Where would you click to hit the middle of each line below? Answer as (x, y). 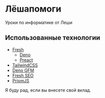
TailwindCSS (25, 65)
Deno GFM (23, 70)
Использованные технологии (53, 38)
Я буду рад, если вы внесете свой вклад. (48, 90)
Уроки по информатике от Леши (39, 22)
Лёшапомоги (33, 9)
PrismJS (21, 80)
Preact (26, 60)
